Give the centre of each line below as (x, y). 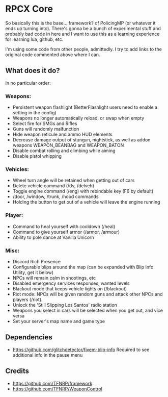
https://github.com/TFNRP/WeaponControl (58, 389)
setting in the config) (35, 113)
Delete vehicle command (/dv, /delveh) (53, 186)
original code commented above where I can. (53, 55)
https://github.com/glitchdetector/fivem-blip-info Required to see (81, 350)
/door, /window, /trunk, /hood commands (55, 196)
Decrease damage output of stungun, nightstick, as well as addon (81, 140)
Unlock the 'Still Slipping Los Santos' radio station (65, 305)
